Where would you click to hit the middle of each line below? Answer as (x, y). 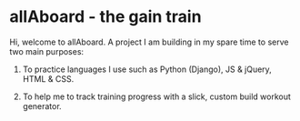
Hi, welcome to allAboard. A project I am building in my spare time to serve (149, 42)
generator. (42, 106)
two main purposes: (47, 51)
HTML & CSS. (48, 78)
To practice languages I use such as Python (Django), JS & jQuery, (147, 69)
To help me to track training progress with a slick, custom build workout (156, 96)
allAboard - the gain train (105, 17)
